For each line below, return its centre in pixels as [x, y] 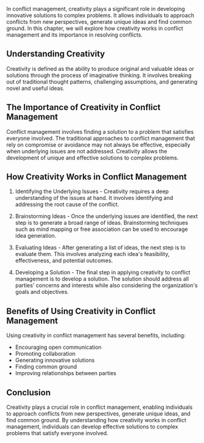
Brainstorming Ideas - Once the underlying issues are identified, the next [106, 216]
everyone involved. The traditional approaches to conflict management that [101, 138]
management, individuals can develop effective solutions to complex [92, 427]
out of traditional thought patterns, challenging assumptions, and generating [102, 81]
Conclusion [29, 393]
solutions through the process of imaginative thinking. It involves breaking [99, 75]
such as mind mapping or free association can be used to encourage [101, 229]
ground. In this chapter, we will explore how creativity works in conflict [95, 28]
